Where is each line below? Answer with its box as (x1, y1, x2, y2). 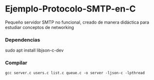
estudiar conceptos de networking (5, 24, 74, 30)
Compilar (5, 59, 28, 66)
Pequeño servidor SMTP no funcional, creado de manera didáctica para (5, 19, 150, 25)
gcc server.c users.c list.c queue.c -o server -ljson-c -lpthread (5, 70, 145, 75)
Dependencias (5, 36, 40, 43)
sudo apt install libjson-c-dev (5, 47, 64, 53)
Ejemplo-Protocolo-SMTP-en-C (5, 3, 136, 14)
